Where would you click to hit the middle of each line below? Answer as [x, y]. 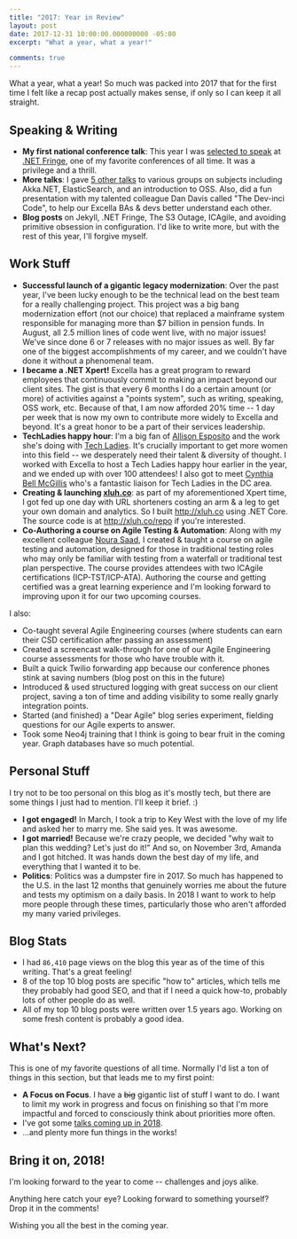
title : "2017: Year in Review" [67, 17]
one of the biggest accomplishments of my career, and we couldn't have [154, 351]
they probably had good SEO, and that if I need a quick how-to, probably [155, 991]
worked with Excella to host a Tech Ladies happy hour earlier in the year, [155, 464]
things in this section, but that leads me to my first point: [112, 1078]
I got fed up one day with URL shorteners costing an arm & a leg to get [151, 502]
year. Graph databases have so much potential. [108, 743]
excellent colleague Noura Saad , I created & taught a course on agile [147, 539]
